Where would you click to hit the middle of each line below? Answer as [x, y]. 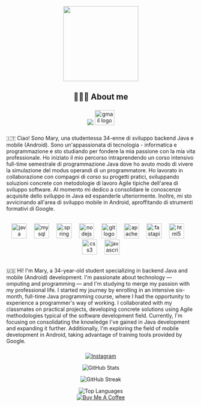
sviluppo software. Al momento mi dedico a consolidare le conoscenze [94, 190]
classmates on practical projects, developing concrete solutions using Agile [100, 309]
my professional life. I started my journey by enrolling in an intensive [90, 290]
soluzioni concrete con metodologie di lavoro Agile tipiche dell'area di [92, 183]
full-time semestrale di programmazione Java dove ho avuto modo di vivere [100, 164]
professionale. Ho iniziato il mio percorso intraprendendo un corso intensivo [100, 158]
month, [15, 297]
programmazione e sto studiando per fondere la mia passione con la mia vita [101, 151]
